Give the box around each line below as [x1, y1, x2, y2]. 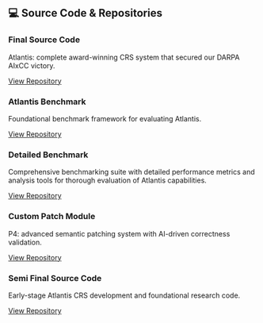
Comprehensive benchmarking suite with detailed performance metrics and [8, 167, 255, 177]
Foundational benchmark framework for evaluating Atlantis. [8, 113, 202, 123]
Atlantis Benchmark [8, 96, 86, 107]
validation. [8, 237, 42, 247]
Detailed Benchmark [8, 149, 89, 160]
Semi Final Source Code [8, 272, 102, 283]
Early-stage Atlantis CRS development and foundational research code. [8, 290, 241, 300]
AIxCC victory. [8, 60, 55, 70]
